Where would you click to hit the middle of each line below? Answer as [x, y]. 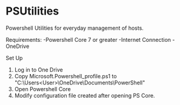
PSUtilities [32, 11]
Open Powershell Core [42, 89]
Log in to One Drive [38, 69]
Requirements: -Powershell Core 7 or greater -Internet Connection [88, 39]
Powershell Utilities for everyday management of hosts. [75, 28]
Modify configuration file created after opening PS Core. [85, 95]
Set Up [14, 58]
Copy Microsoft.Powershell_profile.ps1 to [65, 76]
